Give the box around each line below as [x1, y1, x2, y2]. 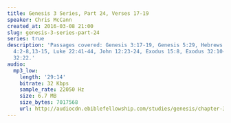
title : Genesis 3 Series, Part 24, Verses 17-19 [7, 10, 149, 17]
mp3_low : [13, 67, 38, 74]
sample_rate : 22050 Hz [19, 86, 85, 93]
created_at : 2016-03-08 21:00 [7, 23, 94, 29]
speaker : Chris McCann [7, 16, 72, 23]
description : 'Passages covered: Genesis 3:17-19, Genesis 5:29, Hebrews [7, 42, 223, 49]
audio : [7, 61, 26, 68]
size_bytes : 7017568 [19, 99, 78, 106]
